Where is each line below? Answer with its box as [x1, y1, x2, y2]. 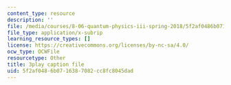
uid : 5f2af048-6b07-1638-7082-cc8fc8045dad [7, 67, 134, 74]
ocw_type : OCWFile [7, 49, 60, 56]
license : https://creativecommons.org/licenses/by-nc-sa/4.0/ [7, 42, 189, 49]
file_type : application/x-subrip [7, 29, 103, 36]
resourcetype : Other [7, 55, 67, 62]
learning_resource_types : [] [7, 36, 91, 42]
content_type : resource [7, 10, 76, 17]
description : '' [7, 16, 54, 23]
